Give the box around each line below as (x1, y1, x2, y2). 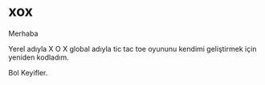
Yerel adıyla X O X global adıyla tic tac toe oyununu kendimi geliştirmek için (8, 44, 257, 53)
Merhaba (8, 29, 39, 38)
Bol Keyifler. (8, 68, 48, 77)
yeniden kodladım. (8, 52, 70, 62)
